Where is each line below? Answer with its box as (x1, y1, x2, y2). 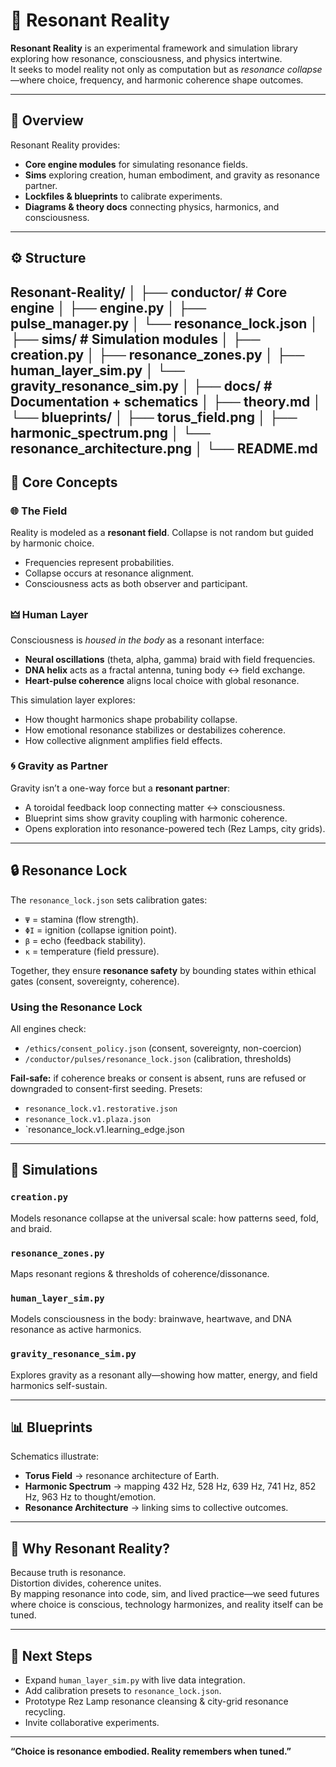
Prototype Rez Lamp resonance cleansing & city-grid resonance (24, 1695, 289, 1707)
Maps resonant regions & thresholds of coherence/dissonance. (10, 1267, 270, 1279)
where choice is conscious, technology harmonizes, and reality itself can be (10, 1599, 324, 1611)
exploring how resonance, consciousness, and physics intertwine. (10, 52, 283, 64)
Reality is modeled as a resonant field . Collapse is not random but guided (10, 527, 314, 539)
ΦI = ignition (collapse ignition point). (24, 924, 178, 936)
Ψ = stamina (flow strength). (24, 913, 139, 925)
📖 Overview (10, 112, 84, 129)
